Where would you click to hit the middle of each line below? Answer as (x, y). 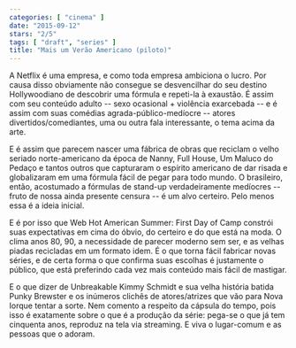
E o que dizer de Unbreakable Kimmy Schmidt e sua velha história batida (141, 287)
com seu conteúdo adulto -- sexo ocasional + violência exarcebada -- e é (144, 104)
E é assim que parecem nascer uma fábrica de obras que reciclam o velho (144, 149)
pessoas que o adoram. (52, 334)
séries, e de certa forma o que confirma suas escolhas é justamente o (137, 260)
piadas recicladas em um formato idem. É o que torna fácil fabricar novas (143, 251)
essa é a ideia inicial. (47, 205)
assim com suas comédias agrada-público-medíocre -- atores (122, 113)
